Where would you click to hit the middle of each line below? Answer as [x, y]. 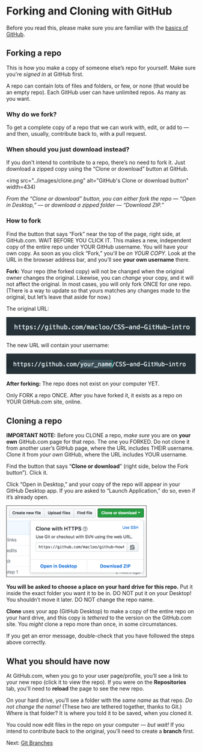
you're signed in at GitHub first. [45, 74]
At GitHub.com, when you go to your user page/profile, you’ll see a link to [97, 676]
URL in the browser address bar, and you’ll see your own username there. [98, 259]
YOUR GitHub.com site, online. [44, 402]
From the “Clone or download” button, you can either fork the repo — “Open [101, 199]
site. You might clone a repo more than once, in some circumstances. [92, 624]
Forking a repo [34, 53]
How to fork [24, 221]
